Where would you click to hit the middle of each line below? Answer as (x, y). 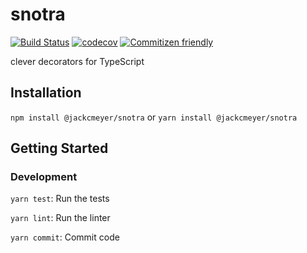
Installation (46, 93)
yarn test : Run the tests (60, 199)
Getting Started (59, 148)
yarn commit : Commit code (65, 237)
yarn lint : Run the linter (60, 218)
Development (44, 177)
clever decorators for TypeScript (77, 61)
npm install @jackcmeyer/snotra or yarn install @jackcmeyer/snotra (154, 117)
